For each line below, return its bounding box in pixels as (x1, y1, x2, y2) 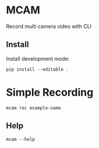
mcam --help (6, 136, 35, 142)
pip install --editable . (6, 66, 69, 72)
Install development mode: (6, 55, 70, 62)
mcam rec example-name (6, 105, 61, 111)
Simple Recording (6, 86, 94, 99)
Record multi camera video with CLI (6, 23, 92, 30)
